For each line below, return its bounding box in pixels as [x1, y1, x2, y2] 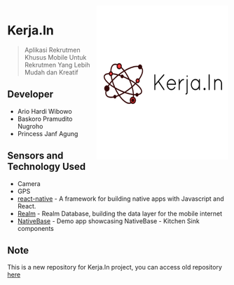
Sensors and [7, 150, 64, 162]
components [17, 224, 54, 232]
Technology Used [7, 161, 86, 173]
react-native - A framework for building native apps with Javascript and [17, 194, 224, 203]
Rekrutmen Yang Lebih [24, 60, 90, 69]
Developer [7, 88, 54, 100]
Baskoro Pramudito [17, 114, 73, 123]
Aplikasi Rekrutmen [24, 46, 81, 54]
